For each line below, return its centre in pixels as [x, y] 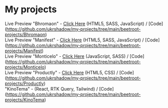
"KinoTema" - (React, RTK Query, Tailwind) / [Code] [59, 89]
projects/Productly [24, 83]
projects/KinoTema [25, 100]
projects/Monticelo [25, 67]
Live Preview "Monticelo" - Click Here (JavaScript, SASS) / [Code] [75, 56]
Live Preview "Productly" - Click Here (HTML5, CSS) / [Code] [69, 72]
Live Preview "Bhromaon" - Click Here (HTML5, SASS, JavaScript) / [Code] [84, 24]
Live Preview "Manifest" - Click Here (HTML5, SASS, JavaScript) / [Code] [82, 40]
